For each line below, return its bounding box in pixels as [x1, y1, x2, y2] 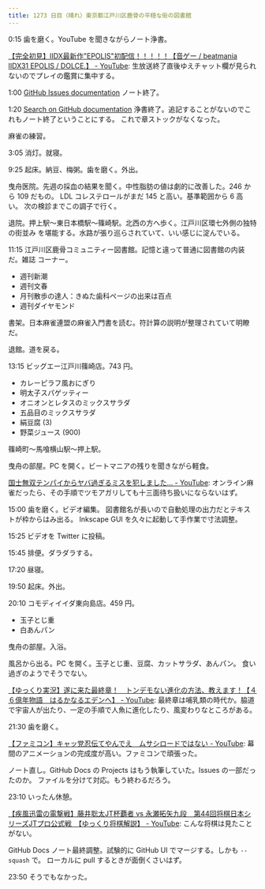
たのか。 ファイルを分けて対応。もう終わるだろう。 [8, 775, 175, 785]
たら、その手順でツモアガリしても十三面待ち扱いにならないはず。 [28, 488, 242, 497]
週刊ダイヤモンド [19, 301, 76, 311]
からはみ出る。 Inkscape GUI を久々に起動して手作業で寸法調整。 [28, 514, 242, 524]
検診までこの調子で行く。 [37, 201, 121, 210]
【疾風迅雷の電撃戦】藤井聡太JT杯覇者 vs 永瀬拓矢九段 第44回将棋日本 [8, 808, 244, 818]
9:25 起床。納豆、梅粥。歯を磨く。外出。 [8, 164, 143, 174]
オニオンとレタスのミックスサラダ [19, 397, 131, 407]
